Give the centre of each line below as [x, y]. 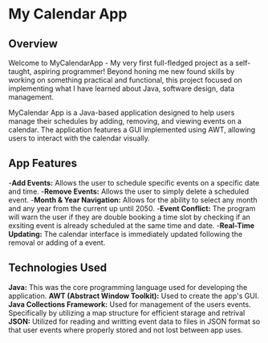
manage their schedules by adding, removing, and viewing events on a [125, 121]
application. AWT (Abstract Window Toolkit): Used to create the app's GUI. [134, 296]
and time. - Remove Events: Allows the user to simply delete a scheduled [129, 191]
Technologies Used [57, 268]
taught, [20, 71]
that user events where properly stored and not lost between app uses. [126, 329]
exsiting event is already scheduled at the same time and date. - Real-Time [132, 225]
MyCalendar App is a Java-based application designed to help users [122, 112]
